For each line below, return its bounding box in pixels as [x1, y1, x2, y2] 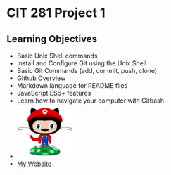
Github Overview [16, 74, 66, 82]
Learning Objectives [6, 33, 98, 45]
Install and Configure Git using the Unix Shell [16, 59, 147, 67]
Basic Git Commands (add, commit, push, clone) [16, 67, 158, 74]
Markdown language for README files [16, 82, 128, 89]
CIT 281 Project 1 [6, 5, 106, 21]
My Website [16, 160, 52, 168]
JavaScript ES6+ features [16, 89, 91, 97]
